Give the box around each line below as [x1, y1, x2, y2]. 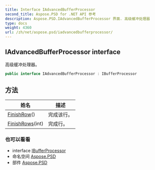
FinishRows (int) [7, 120, 44, 127]
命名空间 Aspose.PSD [12, 153, 56, 159]
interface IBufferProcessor [12, 148, 66, 153]
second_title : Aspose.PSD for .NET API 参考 [5, 12, 96, 17]
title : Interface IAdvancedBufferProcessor [5, 7, 96, 12]
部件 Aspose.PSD [12, 159, 48, 165]
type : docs [5, 21, 27, 26]
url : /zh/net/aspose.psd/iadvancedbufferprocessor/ [5, 30, 113, 35]
